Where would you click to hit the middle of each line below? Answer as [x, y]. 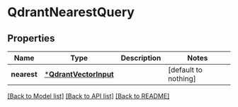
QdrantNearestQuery [71, 12]
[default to [185, 70]
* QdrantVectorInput [79, 74]
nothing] [182, 78]
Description [141, 58]
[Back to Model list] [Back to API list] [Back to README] [89, 96]
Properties [31, 38]
